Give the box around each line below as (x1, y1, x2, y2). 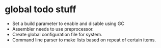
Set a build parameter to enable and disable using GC (12, 20, 124, 27)
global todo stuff (5, 4, 76, 15)
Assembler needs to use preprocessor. (12, 26, 94, 32)
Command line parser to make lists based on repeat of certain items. (12, 37, 156, 43)
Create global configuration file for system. (12, 31, 102, 37)
